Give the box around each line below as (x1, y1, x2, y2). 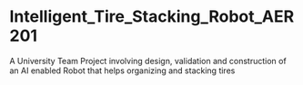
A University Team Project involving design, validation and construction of (9, 55, 287, 66)
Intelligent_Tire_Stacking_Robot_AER (9, 6, 295, 27)
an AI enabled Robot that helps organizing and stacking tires (9, 65, 236, 76)
